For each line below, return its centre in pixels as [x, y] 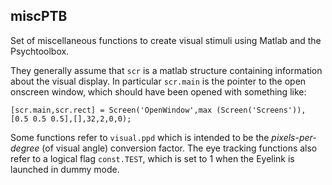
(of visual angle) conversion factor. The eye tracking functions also [179, 148]
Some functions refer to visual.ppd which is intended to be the [140, 137]
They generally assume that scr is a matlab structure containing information [166, 70]
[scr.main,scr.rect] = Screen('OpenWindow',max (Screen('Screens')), [158, 110]
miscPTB [39, 16]
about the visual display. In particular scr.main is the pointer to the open [158, 81]
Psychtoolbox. [40, 51]
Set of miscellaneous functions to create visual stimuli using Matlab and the [166, 40]
